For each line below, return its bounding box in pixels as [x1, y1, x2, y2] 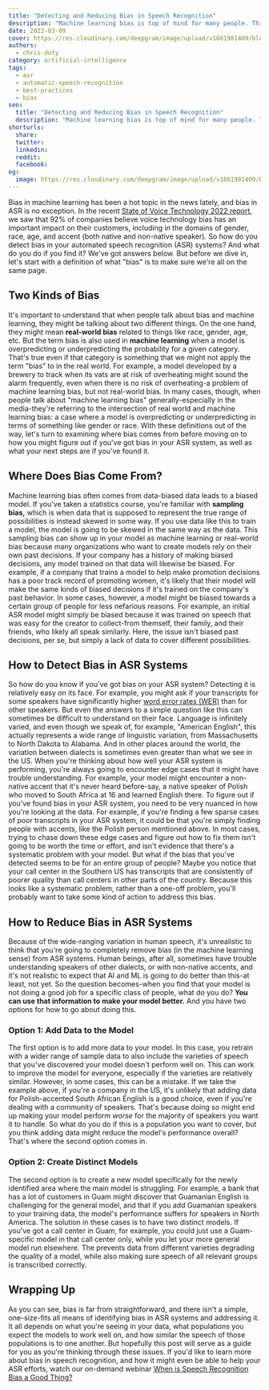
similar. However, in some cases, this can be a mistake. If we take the [8, 1077, 236, 1087]
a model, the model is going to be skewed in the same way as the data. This [8, 524, 259, 534]
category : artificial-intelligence [8, 57, 127, 65]
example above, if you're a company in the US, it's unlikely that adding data [8, 1086, 257, 1095]
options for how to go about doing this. [8, 1005, 137, 1014]
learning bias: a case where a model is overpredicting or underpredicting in [8, 412, 256, 421]
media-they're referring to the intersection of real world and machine [8, 404, 236, 413]
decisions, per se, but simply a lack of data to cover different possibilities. [8, 635, 251, 645]
